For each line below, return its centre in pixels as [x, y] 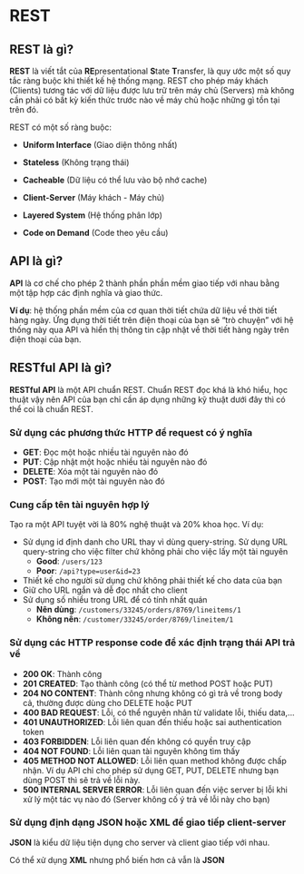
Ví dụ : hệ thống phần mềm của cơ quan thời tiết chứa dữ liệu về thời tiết [143, 310]
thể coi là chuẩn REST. [51, 408]
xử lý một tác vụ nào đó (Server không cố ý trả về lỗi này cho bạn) [146, 799]
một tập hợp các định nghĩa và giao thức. [86, 292]
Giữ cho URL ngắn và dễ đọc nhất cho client [105, 590]
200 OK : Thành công [62, 673]
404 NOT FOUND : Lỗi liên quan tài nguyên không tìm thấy [131, 751]
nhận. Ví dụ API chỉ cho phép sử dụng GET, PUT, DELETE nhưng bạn [151, 770]
